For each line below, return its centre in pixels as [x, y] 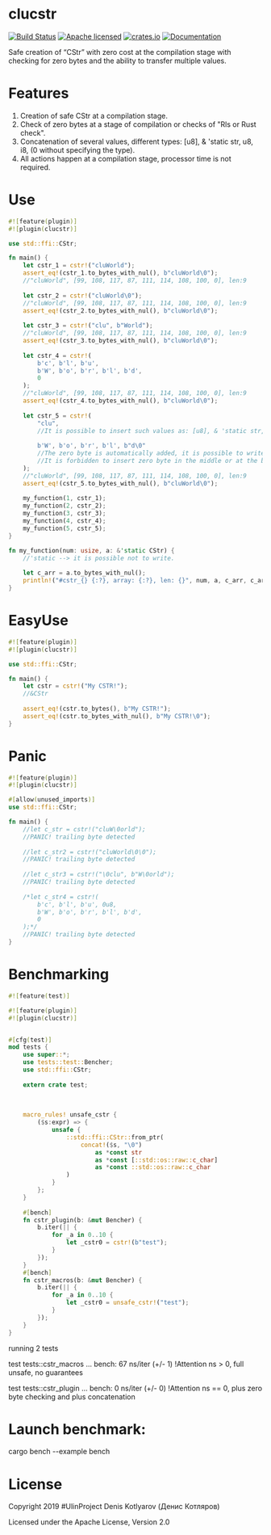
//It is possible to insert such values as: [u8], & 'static [142, 431]
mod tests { [28, 1047]
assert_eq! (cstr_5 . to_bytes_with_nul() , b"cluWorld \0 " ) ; [121, 483]
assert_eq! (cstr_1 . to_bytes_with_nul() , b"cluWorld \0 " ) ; [121, 273]
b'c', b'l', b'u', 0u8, [77, 904]
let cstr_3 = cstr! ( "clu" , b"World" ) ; [88, 326]
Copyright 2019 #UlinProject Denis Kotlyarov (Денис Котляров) [114, 1507]
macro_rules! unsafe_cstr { [70, 1115]
